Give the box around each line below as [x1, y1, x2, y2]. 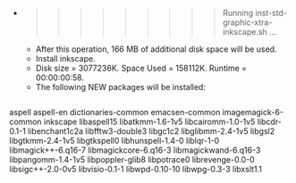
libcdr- [257, 116, 282, 127]
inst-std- [254, 8, 288, 18]
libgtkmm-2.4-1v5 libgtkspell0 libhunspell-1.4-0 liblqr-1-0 [9, 136, 220, 146]
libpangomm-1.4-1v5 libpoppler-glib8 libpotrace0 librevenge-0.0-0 [9, 154, 255, 164]
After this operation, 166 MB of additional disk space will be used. [35, 44, 277, 54]
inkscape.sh [222, 27, 268, 37]
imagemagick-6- [222, 107, 284, 117]
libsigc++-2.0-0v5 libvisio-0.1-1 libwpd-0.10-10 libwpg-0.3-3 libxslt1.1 [9, 164, 262, 174]
